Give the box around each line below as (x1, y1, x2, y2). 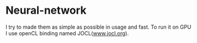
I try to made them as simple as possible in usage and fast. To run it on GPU (5, 23, 192, 30)
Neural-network (5, 4, 87, 17)
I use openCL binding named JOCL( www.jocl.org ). (5, 29, 129, 36)
